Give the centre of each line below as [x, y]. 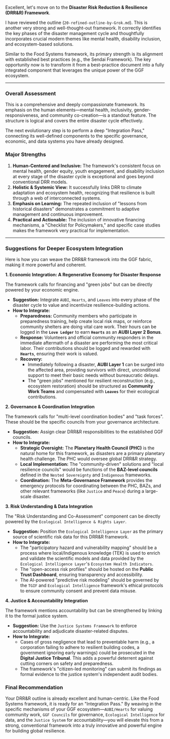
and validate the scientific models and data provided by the [82, 558]
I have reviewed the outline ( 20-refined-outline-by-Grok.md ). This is [76, 23]
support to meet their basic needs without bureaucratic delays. [93, 375]
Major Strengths [26, 154]
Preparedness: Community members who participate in [78, 316]
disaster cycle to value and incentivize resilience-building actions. [81, 305]
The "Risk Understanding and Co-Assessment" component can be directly [83, 516]
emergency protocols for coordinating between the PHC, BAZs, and [91, 486]
